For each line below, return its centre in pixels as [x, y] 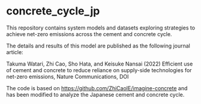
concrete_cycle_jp [53, 11]
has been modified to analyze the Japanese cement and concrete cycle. [95, 94]
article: [15, 52]
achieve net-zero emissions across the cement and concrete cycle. [89, 34]
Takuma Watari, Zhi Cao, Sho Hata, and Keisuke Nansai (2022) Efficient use [100, 64]
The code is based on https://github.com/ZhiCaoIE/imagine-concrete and [97, 88]
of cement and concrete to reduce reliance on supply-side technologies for [99, 70]
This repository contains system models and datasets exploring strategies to [101, 28]
